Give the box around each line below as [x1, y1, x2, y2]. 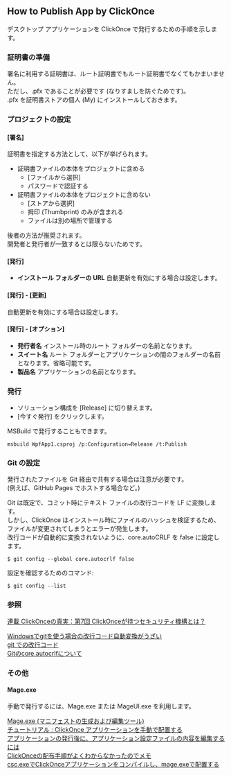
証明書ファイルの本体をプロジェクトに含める [17, 164, 145, 173]
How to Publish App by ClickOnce [7, 6, 155, 17]
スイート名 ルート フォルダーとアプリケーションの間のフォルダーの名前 [17, 350, 221, 358]
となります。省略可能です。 [17, 358, 95, 367]
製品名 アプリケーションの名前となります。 [17, 367, 140, 376]
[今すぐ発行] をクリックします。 [17, 412, 109, 421]
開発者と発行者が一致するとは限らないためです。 [7, 240, 147, 248]
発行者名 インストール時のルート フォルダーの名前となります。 [17, 341, 196, 349]
